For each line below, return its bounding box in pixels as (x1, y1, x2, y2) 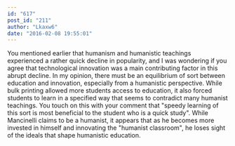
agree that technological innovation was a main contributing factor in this (7, 64, 218, 72)
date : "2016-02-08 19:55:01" (7, 29, 93, 37)
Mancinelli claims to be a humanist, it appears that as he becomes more (7, 117, 215, 125)
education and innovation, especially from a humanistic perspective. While (7, 79, 222, 88)
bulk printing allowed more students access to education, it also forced (7, 86, 213, 95)
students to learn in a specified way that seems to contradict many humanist (7, 94, 228, 102)
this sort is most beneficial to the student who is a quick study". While (7, 109, 209, 117)
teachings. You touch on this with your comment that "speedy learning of (7, 101, 219, 109)
